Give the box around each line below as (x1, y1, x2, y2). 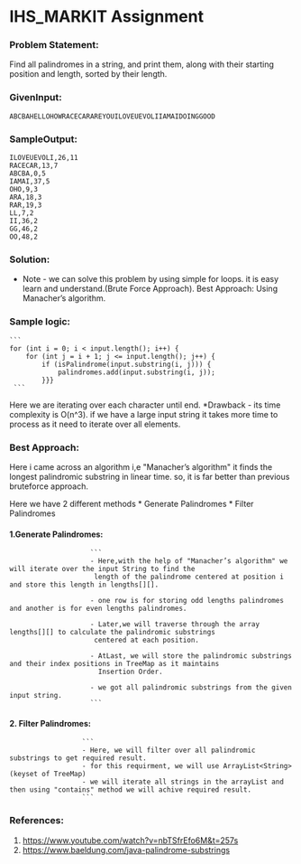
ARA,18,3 (9, 193, 42, 202)
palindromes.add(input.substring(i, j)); (57, 368, 216, 377)
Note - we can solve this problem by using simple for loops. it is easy (22, 274, 279, 285)
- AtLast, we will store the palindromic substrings (89, 652, 293, 661)
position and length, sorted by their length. (9, 69, 168, 80)
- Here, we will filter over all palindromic (81, 746, 256, 756)
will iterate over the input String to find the (9, 565, 196, 574)
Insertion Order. (97, 667, 164, 677)
